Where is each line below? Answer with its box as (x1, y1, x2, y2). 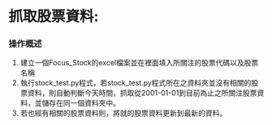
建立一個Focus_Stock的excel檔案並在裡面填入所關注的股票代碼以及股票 (19, 58, 259, 68)
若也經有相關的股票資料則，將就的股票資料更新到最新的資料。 (19, 108, 227, 118)
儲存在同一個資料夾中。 (41, 98, 120, 108)
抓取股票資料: (8, 7, 99, 26)
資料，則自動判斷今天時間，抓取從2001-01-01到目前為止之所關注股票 (27, 88, 257, 98)
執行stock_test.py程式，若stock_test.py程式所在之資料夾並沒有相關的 (19, 78, 252, 88)
